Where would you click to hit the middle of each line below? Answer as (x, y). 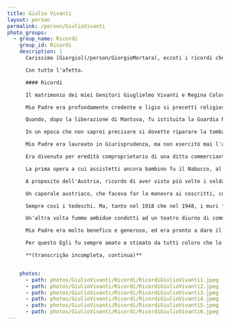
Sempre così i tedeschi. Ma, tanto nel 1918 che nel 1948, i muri (122, 206)
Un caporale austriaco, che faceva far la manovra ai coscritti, (120, 193)
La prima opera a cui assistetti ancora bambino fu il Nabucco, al (124, 169)
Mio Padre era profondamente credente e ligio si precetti (111, 107)
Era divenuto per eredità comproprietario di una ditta (106, 157)
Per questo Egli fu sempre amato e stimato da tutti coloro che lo (124, 243)
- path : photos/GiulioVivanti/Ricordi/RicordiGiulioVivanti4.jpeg (122, 299)
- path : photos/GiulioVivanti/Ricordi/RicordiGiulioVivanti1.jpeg (122, 280)
